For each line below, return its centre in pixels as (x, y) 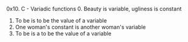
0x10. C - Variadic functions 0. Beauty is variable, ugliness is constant (94, 9)
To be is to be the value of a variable (61, 20)
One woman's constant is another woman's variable (81, 27)
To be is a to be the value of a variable (63, 33)
